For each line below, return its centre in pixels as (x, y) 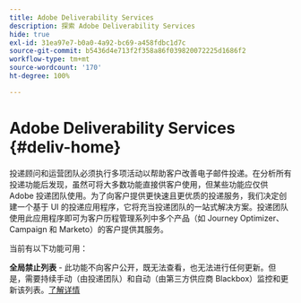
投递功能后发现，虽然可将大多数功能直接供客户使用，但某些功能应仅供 (139, 184)
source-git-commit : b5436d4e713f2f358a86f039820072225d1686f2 (128, 51)
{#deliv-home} (65, 147)
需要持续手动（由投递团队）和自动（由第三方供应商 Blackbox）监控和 (153, 278)
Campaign (28, 229)
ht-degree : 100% (39, 76)
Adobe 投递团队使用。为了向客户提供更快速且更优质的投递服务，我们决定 (144, 195)
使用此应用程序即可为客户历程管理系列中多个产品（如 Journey (124, 218)
